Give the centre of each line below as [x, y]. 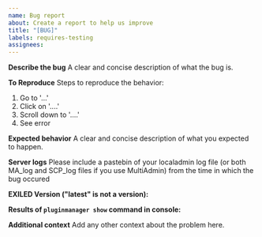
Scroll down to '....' [50, 115]
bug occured [29, 179]
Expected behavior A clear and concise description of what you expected [129, 138]
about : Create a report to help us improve [81, 23]
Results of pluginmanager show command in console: [95, 209]
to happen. [26, 147]
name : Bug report [37, 15]
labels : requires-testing [51, 38]
